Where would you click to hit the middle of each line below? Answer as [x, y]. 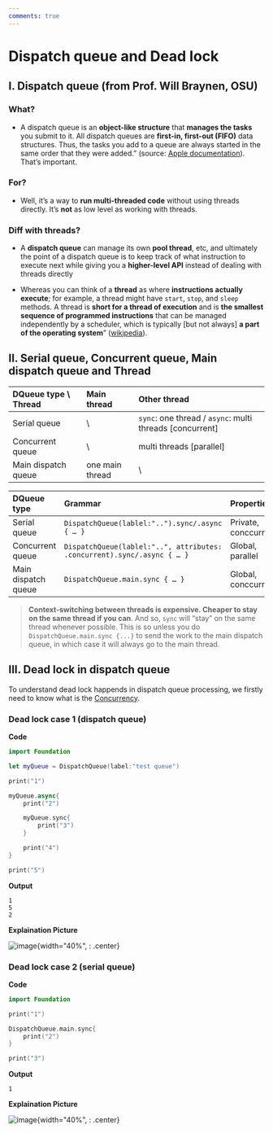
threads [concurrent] [178, 428]
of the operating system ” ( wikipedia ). [84, 333]
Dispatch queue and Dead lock [114, 56]
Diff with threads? [45, 230]
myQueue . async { [34, 796]
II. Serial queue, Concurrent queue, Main [113, 359]
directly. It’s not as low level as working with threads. [108, 209]
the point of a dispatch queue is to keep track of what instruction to [133, 256]
